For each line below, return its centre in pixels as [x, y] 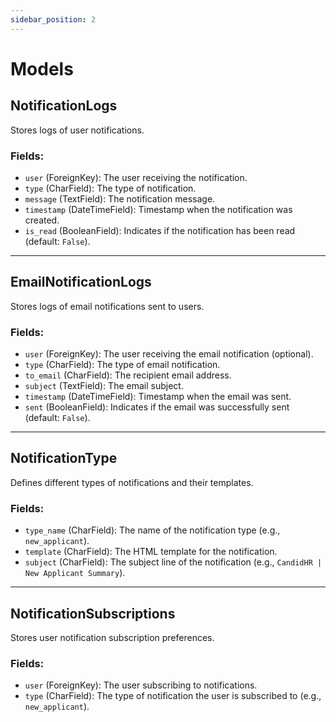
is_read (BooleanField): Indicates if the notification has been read [160, 230]
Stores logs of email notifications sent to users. [107, 306]
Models [42, 68]
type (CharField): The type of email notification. [122, 365]
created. [42, 220]
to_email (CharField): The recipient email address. [128, 375]
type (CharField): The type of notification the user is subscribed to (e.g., [173, 696]
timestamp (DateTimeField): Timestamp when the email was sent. [158, 397]
